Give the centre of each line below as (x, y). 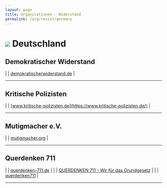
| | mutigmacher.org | (27, 138)
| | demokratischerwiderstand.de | (40, 74)
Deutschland (39, 43)
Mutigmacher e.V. (34, 126)
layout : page (19, 10)
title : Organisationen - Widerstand (43, 14)
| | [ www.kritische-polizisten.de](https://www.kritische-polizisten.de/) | (78, 106)
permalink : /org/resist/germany (39, 19)
